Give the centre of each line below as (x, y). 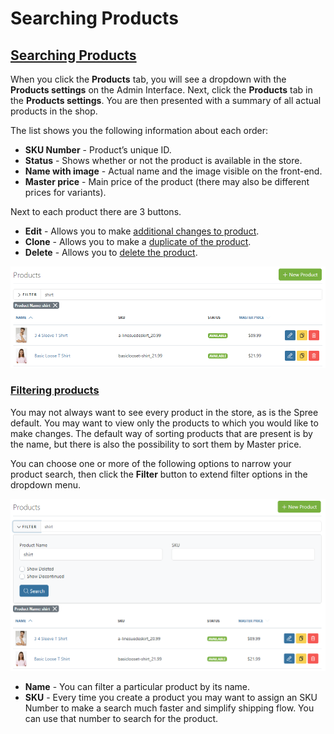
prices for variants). (65, 192)
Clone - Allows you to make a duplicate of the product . (138, 241)
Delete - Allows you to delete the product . (111, 252)
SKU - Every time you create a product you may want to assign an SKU (171, 697)
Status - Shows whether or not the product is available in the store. (163, 160)
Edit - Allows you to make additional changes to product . (142, 231)
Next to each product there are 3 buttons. (96, 211)
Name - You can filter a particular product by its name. (137, 686)
